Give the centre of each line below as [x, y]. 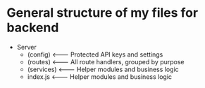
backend [33, 28]
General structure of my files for [103, 13]
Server [26, 47]
